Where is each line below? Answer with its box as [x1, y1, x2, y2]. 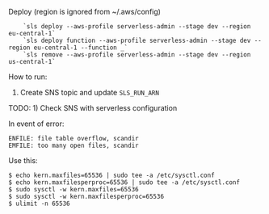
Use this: [8, 156, 38, 165]
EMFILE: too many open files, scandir [8, 141, 139, 149]
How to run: [8, 72, 48, 82]
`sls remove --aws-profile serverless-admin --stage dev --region [23, 51, 251, 59]
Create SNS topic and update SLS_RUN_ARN [19, 88, 160, 97]
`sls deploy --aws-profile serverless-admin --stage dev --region [23, 23, 251, 31]
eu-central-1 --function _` [33, 44, 128, 52]
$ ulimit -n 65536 [8, 199, 70, 208]
